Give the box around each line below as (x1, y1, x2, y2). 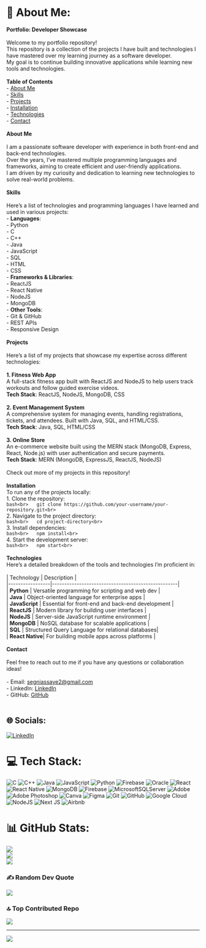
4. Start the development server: (6, 536, 88, 543)
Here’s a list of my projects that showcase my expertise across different (6, 351, 187, 359)
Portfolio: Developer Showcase (6, 26, 88, 33)
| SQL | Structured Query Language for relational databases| (6, 625, 159, 633)
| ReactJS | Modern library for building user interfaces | (6, 606, 147, 614)
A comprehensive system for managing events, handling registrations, (6, 410, 183, 418)
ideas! (6, 665, 22, 672)
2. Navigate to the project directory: (6, 512, 97, 519)
